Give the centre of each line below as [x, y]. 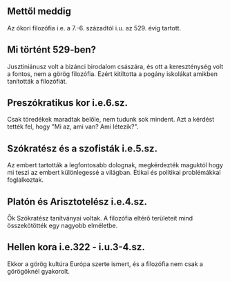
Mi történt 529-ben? [52, 50]
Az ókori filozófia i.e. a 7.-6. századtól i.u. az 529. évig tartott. [94, 28]
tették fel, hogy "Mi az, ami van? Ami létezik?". [73, 126]
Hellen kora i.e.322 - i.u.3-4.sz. [76, 247]
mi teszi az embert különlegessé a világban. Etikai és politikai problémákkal [114, 173]
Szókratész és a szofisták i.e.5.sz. [82, 148]
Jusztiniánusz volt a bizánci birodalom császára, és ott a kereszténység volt [115, 66]
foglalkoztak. [25, 180]
